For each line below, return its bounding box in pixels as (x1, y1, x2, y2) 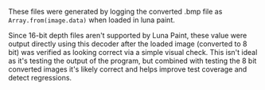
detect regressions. (8, 73, 72, 82)
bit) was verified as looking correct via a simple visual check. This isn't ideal (8, 48, 258, 57)
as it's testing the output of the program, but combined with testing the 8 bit (8, 56, 257, 65)
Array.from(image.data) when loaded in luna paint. (8, 15, 175, 25)
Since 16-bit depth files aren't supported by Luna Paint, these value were (8, 31, 247, 40)
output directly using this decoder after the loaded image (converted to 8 (8, 39, 247, 49)
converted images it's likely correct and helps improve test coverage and (8, 65, 247, 74)
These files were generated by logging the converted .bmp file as (8, 7, 223, 16)
